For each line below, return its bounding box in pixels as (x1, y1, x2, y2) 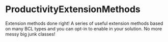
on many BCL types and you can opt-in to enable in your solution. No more (5, 25, 162, 31)
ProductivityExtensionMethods (5, 4, 141, 15)
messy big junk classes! (5, 31, 55, 37)
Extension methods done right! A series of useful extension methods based (5, 20, 163, 26)
